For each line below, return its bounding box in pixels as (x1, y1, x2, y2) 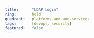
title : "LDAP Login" (5, 7, 58, 12)
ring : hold (5, 12, 41, 17)
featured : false (5, 26, 43, 31)
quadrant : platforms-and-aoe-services (5, 16, 90, 21)
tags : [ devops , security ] (5, 21, 72, 26)
